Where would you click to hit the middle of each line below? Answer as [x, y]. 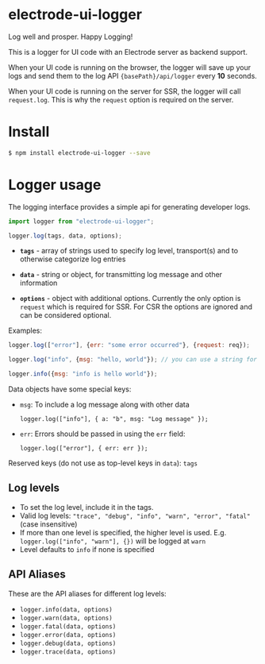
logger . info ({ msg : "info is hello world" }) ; [83, 374]
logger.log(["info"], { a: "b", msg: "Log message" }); [114, 419]
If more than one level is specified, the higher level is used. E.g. [123, 532]
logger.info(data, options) [66, 609]
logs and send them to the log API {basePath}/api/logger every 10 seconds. [133, 75]
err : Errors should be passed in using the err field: [102, 434]
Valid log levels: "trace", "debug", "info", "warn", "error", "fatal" [135, 515]
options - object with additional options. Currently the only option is [130, 299]
